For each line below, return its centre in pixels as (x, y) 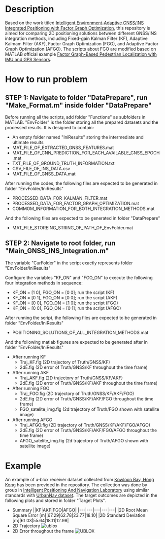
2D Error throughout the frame (43, 531)
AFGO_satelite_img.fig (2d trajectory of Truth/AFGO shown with (84, 440)
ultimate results (28, 142)
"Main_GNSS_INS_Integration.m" (57, 251)
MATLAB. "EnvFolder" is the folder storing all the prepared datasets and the (82, 122)
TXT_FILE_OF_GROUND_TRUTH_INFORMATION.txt (63, 163)
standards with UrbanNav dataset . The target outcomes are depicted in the (81, 495)
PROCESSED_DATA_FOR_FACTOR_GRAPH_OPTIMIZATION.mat (76, 203)
